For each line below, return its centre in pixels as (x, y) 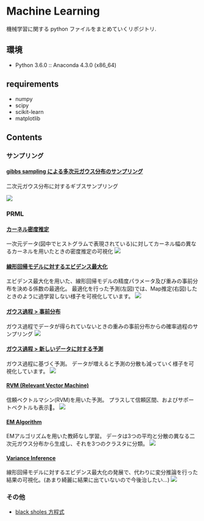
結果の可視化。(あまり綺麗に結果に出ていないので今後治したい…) (88, 480)
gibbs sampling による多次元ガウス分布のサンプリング (75, 171)
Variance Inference (31, 458)
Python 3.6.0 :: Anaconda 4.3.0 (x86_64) (66, 65)
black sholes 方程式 (40, 512)
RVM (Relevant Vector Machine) (48, 386)
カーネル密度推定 (28, 229)
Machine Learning (53, 11)
